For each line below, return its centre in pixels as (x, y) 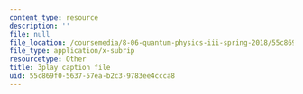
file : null (30, 34)
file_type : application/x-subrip (72, 51)
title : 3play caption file (60, 68)
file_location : (38, 43)
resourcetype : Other (48, 59)
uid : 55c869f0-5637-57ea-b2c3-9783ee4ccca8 (92, 76)
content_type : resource (54, 17)
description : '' (40, 26)
